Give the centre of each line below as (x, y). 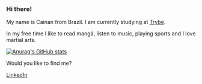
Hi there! (19, 9)
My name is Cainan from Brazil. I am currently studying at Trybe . (86, 22)
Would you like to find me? (39, 63)
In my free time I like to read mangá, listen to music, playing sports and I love (101, 34)
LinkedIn (17, 75)
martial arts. (21, 40)
